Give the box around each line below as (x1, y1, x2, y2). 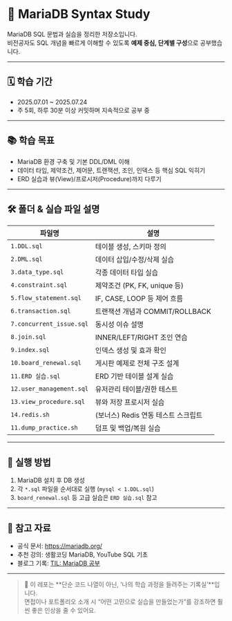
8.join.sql (10, 333, 46, 341)
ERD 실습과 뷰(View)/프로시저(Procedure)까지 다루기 (17, 174, 162, 183)
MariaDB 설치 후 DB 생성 (17, 476, 85, 485)
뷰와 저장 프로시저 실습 (95, 398, 165, 407)
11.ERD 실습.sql (10, 373, 61, 380)
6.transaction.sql (10, 307, 71, 315)
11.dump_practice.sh (10, 424, 78, 432)
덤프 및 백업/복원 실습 (95, 423, 161, 433)
